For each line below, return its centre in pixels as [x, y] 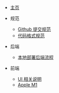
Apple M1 [27, 85]
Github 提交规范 [34, 29]
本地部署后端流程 [36, 57]
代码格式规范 [31, 36]
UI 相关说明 [29, 79]
